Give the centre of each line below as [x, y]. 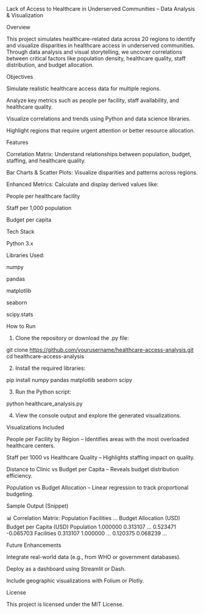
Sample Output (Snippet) [37, 506]
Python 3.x [20, 243]
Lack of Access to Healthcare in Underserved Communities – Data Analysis [101, 9]
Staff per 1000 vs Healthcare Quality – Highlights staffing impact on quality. [100, 457]
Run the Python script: [43, 392]
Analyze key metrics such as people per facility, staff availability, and [93, 100]
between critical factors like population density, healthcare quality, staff [96, 58]
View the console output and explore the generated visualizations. [98, 415]
